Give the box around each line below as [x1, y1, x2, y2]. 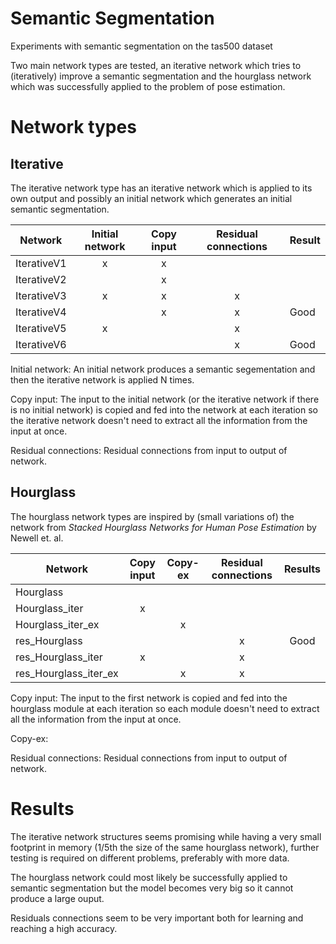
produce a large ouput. [10, 892, 105, 904]
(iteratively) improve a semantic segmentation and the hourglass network [10, 70, 312, 82]
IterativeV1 [15, 256, 67, 270]
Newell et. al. [10, 532, 64, 544]
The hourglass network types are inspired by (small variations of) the [10, 510, 295, 522]
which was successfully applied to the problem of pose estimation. [10, 80, 286, 92]
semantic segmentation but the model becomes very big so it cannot [10, 882, 294, 894]
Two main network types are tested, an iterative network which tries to [10, 59, 302, 71]
